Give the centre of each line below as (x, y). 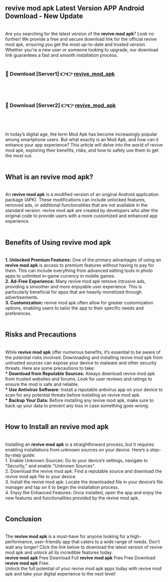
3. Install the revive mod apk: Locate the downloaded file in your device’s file (84, 482)
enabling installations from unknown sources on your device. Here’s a (77, 449)
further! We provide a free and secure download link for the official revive (81, 39)
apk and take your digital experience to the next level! (61, 574)
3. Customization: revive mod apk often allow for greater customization (79, 303)
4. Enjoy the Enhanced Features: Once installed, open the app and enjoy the (83, 492)
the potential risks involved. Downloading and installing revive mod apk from (84, 357)
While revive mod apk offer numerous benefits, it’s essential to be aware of (83, 352)
